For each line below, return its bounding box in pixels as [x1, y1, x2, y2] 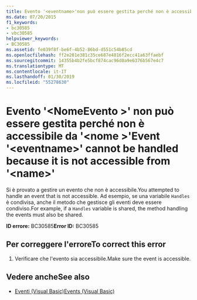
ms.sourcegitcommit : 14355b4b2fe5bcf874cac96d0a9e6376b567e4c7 [6, 57, 164, 63]
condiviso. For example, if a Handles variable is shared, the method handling [6, 204, 188, 212]
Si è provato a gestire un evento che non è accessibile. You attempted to [6, 186, 180, 193]
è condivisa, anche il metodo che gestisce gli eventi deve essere [6, 199, 162, 206]
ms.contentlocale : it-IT [6, 69, 67, 74]
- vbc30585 [6, 30, 33, 36]
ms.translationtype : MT [6, 63, 64, 69]
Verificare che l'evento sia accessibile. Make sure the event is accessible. [14, 255, 191, 262]
